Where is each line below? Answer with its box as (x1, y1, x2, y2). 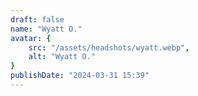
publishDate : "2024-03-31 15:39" (10, 71, 150, 81)
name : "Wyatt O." (10, 24, 83, 34)
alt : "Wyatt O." (28, 52, 97, 62)
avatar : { (10, 33, 52, 43)
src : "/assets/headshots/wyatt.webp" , (28, 42, 190, 53)
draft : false (10, 14, 65, 25)
